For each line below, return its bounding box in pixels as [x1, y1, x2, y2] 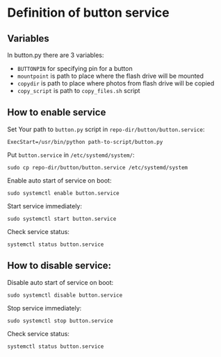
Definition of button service [7, 5, 170, 21]
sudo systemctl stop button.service [7, 317, 113, 324]
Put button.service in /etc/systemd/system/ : [7, 151, 135, 159]
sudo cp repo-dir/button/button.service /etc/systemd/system [7, 164, 188, 171]
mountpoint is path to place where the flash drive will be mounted [17, 72, 204, 80]
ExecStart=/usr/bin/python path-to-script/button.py [7, 138, 163, 145]
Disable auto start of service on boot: [7, 278, 114, 286]
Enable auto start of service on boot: [7, 176, 112, 185]
